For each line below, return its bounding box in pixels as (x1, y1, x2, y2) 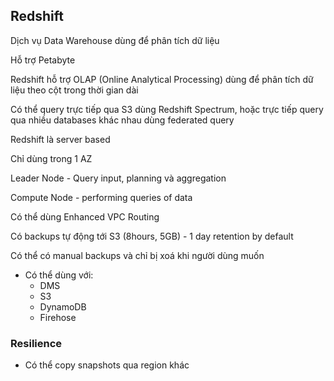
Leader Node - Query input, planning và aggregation (10, 172, 227, 184)
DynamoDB (39, 300, 87, 313)
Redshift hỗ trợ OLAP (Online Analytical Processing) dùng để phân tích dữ (10, 73, 314, 85)
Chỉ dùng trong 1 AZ (10, 152, 93, 164)
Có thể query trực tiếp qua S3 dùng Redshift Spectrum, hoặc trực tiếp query (10, 103, 324, 115)
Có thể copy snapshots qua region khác (24, 359, 190, 371)
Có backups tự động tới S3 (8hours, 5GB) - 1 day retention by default (10, 230, 294, 242)
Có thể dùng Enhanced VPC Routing (10, 210, 160, 223)
